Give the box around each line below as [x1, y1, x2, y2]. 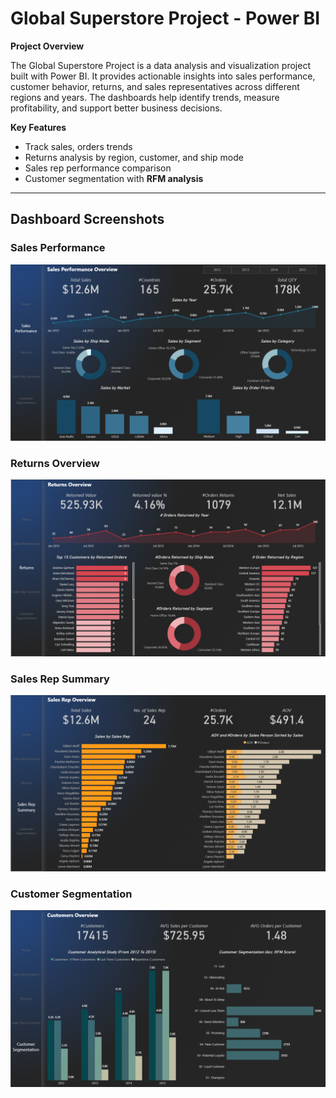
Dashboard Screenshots [10, 211, 165, 228]
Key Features [10, 121, 67, 133]
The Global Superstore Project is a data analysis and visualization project [10, 59, 311, 71]
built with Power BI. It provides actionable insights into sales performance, [10, 70, 316, 82]
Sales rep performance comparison [24, 162, 172, 174]
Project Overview [10, 40, 85, 52]
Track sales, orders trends [24, 140, 133, 152]
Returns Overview [10, 457, 100, 471]
